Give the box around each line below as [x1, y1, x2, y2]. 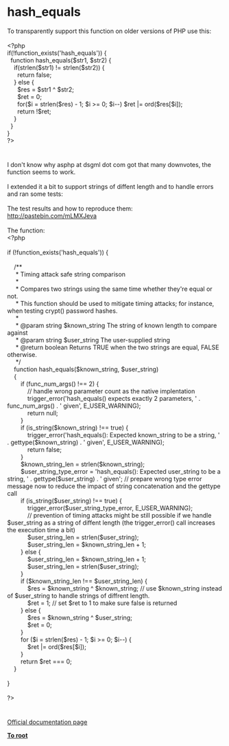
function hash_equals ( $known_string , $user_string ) [13, 365, 159, 373]
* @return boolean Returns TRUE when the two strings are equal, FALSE [15, 343, 219, 351]
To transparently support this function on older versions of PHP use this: [7, 27, 211, 35]
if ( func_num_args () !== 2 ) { [20, 380, 99, 388]
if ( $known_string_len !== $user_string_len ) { [20, 577, 147, 585]
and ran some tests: [7, 190, 63, 198]
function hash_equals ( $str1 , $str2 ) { [10, 56, 112, 64]
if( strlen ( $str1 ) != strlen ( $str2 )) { [13, 63, 105, 72]
